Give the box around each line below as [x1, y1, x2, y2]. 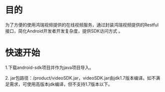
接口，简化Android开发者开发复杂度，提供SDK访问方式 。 [5, 28, 123, 34]
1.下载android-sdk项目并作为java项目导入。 [5, 64, 94, 70]
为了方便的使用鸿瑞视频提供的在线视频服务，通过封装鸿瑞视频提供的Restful [5, 22, 159, 28]
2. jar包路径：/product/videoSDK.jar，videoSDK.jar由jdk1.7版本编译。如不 [5, 75, 156, 81]
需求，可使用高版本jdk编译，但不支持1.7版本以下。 [9, 81, 113, 87]
